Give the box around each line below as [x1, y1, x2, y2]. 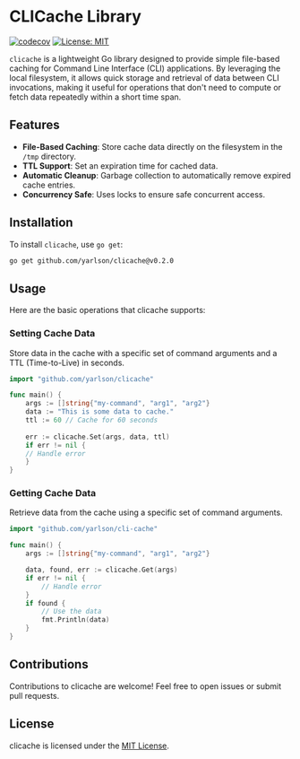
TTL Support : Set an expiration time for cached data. [21, 160, 219, 171]
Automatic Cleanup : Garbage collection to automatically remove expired [21, 170, 291, 180]
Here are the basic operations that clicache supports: [9, 305, 206, 316]
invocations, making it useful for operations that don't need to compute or [9, 82, 282, 92]
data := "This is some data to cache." [25, 407, 175, 416]
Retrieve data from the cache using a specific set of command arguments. [9, 507, 284, 518]
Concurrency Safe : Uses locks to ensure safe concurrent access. [21, 188, 266, 199]
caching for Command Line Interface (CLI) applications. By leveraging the [9, 63, 281, 74]
